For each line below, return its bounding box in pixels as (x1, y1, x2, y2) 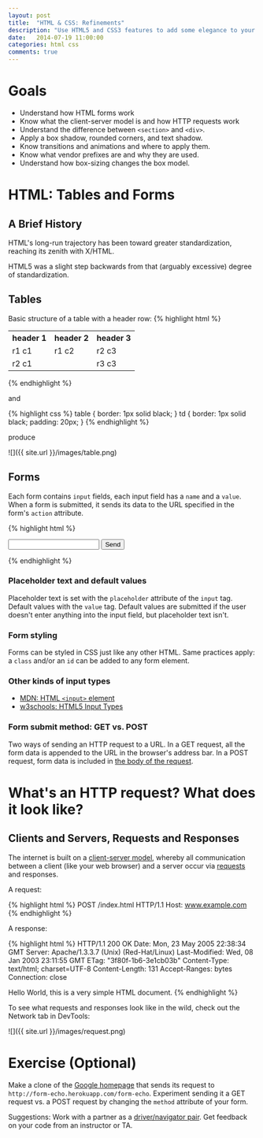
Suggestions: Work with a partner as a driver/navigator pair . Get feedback (8, 1112, 248, 1121)
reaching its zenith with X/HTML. (8, 246, 115, 256)
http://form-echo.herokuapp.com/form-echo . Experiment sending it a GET (8, 1088, 246, 1098)
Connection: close (8, 972, 68, 981)
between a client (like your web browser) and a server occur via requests (8, 861, 246, 870)
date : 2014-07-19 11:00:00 (8, 33, 104, 42)
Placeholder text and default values (8, 576, 147, 587)
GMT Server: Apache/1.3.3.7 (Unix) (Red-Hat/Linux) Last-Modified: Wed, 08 (8, 947, 254, 957)
